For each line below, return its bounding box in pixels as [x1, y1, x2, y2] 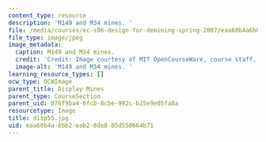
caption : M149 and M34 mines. [15, 48, 115, 56]
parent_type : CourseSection [8, 92, 101, 100]
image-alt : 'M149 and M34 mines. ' [15, 63, 133, 71]
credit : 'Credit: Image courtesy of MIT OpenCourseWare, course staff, [15, 56, 257, 64]
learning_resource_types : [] [8, 70, 104, 78]
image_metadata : [8, 41, 62, 49]
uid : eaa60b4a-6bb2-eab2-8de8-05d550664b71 [8, 121, 154, 129]
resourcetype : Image [8, 107, 77, 115]
